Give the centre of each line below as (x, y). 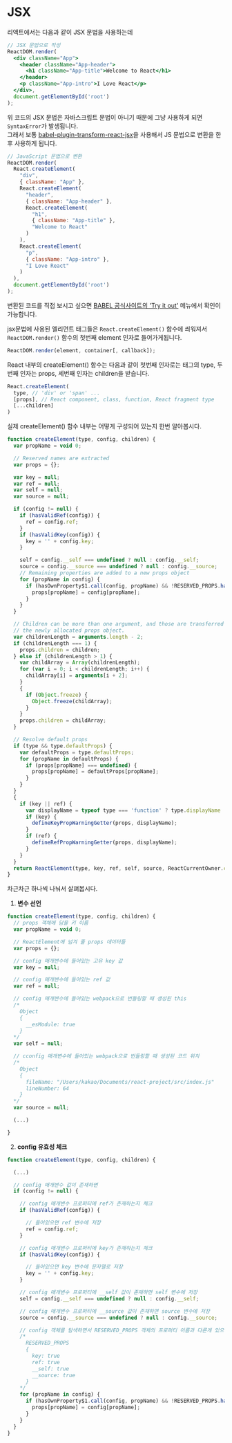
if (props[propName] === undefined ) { (81, 765)
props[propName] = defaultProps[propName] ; (95, 772)
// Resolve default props (51, 740)
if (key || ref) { (46, 804)
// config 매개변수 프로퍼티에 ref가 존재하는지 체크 (86, 1204)
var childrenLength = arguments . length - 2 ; (78, 637)
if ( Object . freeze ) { (57, 695)
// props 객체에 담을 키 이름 (51, 923)
